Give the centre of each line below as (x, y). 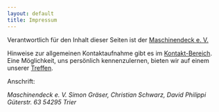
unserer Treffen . (30, 68)
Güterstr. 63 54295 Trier (42, 102)
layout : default (30, 13)
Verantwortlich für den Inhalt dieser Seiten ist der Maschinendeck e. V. (108, 39)
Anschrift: (21, 81)
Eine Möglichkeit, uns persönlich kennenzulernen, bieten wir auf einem (108, 60)
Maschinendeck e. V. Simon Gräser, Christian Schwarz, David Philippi (107, 95)
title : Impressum (32, 20)
